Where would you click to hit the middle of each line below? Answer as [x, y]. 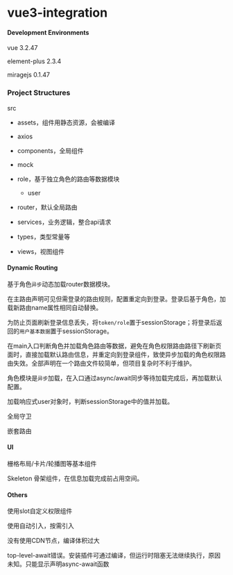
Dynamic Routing [33, 268]
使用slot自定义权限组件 [40, 511]
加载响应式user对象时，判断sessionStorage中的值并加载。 [90, 401]
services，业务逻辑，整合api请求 [64, 222]
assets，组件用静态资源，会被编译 [66, 122]
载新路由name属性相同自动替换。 [55, 307]
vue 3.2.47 [23, 48]
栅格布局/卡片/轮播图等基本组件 [52, 464]
